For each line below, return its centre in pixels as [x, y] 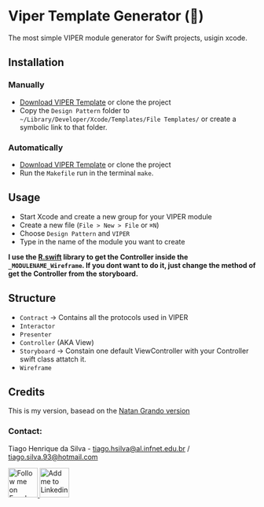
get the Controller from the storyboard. [73, 274]
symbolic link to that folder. [63, 127]
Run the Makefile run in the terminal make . [86, 173]
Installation [36, 62]
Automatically [36, 147]
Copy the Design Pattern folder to [74, 110]
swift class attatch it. [53, 359]
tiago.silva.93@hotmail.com [53, 457]
